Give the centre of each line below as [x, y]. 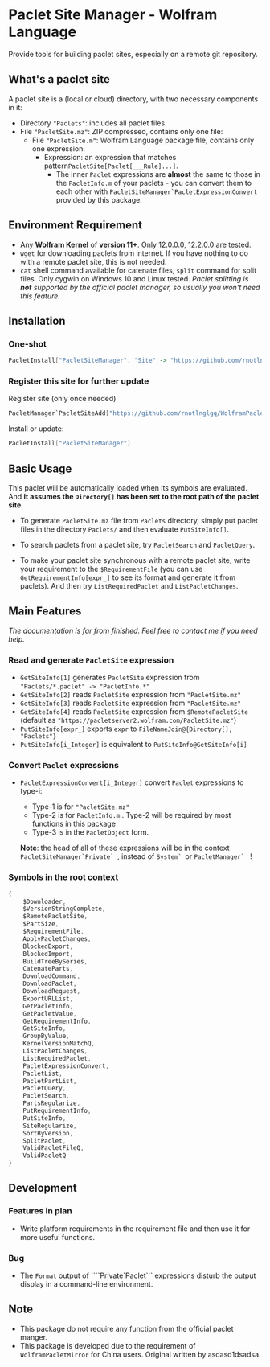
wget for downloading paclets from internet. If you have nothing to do [134, 253]
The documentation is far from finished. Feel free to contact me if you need [133, 630]
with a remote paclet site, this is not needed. [93, 261]
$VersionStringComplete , [64, 909]
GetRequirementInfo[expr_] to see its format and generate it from [127, 577]
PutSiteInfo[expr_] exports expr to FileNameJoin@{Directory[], [126, 729]
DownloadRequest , [52, 991]
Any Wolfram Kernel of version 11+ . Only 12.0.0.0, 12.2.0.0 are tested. [135, 244]
